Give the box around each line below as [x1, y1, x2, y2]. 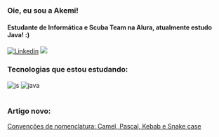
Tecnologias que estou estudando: [7, 65, 128, 74]
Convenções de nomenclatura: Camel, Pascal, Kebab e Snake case [7, 122, 201, 131]
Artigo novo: [7, 106, 51, 116]
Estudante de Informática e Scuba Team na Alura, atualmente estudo [7, 23, 213, 32]
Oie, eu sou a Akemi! [7, 6, 79, 15]
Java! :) [7, 30, 30, 39]
